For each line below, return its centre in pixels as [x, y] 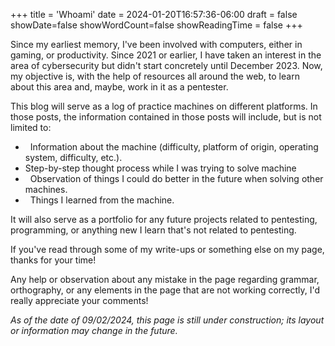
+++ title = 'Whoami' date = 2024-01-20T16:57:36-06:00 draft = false [154, 14]
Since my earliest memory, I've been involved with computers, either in [156, 44]
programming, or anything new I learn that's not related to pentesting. [153, 230]
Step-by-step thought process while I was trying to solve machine [160, 168]
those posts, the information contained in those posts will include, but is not [166, 117]
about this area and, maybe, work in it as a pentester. [119, 87]
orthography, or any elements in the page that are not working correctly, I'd [165, 290]
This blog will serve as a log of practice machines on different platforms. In [164, 106]
